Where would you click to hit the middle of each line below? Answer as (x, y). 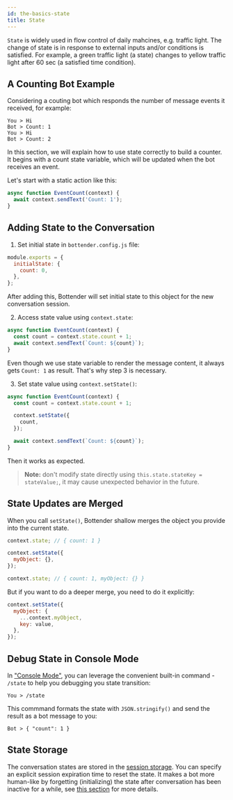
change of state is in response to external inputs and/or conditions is (105, 47)
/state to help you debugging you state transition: (79, 683)
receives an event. (34, 167)
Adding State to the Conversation (81, 228)
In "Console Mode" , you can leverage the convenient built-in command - (111, 675)
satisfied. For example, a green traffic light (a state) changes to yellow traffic (116, 55)
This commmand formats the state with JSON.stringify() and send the (109, 708)
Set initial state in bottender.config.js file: (78, 244)
